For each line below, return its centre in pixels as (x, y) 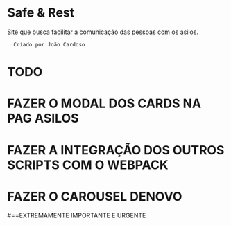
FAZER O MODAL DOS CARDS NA (104, 103)
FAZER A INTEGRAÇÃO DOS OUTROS (116, 150)
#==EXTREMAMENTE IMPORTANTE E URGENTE (77, 215)
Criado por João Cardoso (49, 44)
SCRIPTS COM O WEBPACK (88, 165)
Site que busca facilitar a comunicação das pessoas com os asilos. (103, 32)
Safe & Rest (41, 13)
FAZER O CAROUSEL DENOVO (95, 196)
